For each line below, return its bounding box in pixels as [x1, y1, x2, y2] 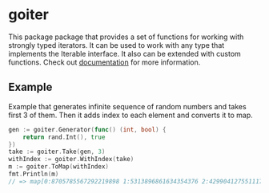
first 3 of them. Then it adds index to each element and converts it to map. [8, 110, 254, 120]
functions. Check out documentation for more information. [8, 57, 201, 67]
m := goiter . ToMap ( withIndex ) [8, 163, 110, 171]
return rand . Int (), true [22, 133, 106, 141]
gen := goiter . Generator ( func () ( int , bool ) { [8, 125, 167, 133]
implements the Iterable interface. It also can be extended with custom [8, 49, 242, 58]
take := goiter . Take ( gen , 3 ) [8, 148, 106, 156]
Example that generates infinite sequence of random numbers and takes [8, 101, 247, 111]
